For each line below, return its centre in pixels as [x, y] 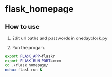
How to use [22, 27]
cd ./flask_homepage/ [27, 65]
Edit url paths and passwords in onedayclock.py [60, 38]
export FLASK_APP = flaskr [30, 56]
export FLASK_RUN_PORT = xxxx [33, 61]
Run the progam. [29, 47]
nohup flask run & [23, 70]
